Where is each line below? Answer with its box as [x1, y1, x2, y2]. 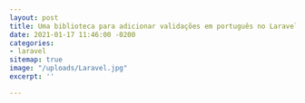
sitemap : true [9, 55, 64, 64]
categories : [9, 38, 54, 48]
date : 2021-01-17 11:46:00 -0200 [9, 30, 136, 39]
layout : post [9, 13, 59, 23]
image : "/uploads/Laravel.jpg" [9, 64, 128, 73]
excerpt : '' [9, 72, 54, 81]
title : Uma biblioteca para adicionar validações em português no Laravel [9, 22, 299, 31]
